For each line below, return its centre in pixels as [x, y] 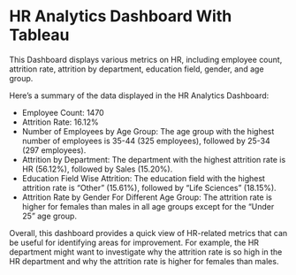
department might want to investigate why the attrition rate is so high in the [146, 252]
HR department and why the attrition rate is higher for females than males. [144, 261]
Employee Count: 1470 [63, 112]
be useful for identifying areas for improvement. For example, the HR [134, 242]
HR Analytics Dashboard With [121, 16]
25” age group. [49, 216]
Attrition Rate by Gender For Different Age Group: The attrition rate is [147, 197]
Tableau [39, 35]
